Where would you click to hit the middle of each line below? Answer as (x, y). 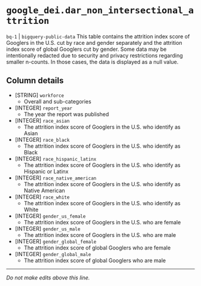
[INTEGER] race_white (42, 197)
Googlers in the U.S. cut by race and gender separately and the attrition (94, 42)
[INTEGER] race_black (42, 139)
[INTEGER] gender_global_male (53, 254)
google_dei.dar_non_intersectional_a (100, 10)
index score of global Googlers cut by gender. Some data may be (86, 49)
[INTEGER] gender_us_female (50, 216)
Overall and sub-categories (57, 101)
